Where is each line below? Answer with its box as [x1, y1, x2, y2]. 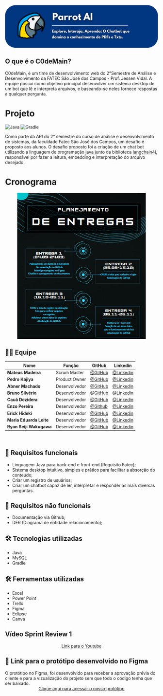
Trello [12, 600, 24, 606]
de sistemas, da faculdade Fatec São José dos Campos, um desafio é [5, 139, 145, 145]
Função [63, 363, 79, 368]
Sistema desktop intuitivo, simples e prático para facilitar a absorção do [12, 467, 155, 473]
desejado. [5, 159, 25, 165]
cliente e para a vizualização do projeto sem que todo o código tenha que [5, 675, 152, 681]
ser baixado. [5, 680, 30, 686]
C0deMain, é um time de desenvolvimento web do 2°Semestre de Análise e [5, 70, 156, 76]
